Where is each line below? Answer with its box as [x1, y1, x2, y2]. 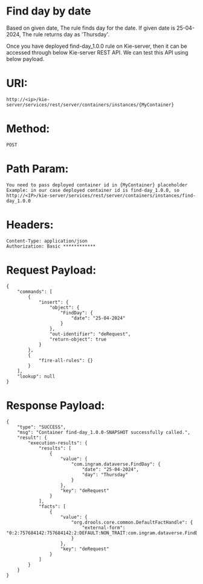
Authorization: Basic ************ [6, 243, 96, 249]
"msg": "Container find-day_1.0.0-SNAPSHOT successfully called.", [17, 429, 190, 435]
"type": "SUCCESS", [17, 424, 66, 430]
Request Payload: [6, 263, 97, 277]
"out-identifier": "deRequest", [49, 331, 131, 337]
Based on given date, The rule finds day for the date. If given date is [6, 24, 175, 31]
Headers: [6, 218, 54, 231]
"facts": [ [38, 504, 66, 510]
